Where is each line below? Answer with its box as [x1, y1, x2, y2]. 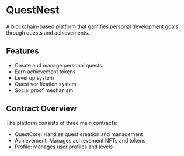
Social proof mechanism [14, 86, 74, 94]
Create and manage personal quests [14, 62, 102, 69]
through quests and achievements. [6, 29, 89, 36]
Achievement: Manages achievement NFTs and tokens [14, 137, 146, 144]
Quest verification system [14, 80, 77, 87]
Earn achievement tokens [14, 68, 76, 75]
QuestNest [6, 4, 60, 17]
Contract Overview [6, 104, 77, 114]
